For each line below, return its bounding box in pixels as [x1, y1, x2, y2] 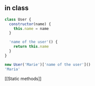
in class [4, 4, 29, 12]
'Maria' [4, 66, 21, 72]
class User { [4, 17, 32, 22]
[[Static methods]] [4, 76, 42, 82]
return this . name [13, 44, 49, 49]
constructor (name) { [9, 22, 51, 27]
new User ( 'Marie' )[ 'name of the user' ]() [4, 62, 91, 67]
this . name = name [13, 26, 49, 31]
